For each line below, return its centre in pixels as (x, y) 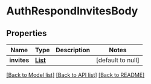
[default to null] (118, 60)
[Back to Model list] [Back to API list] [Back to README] (75, 75)
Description (73, 50)
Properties (27, 33)
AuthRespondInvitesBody (72, 11)
